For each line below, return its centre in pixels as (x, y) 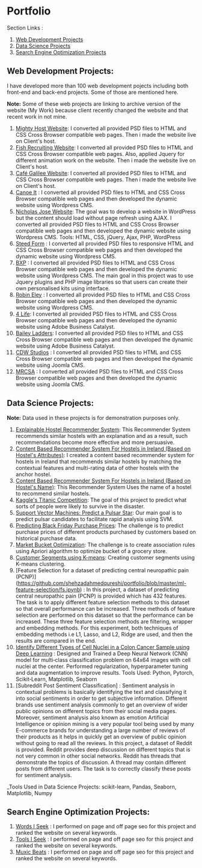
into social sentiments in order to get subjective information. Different (101, 698)
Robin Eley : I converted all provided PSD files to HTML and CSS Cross (103, 295)
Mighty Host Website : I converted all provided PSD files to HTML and (101, 128)
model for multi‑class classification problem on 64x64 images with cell (103, 660)
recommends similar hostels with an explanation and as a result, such (102, 436)
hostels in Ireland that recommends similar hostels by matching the (98, 461)
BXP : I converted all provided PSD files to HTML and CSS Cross (95, 263)
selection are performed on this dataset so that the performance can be (104, 615)
